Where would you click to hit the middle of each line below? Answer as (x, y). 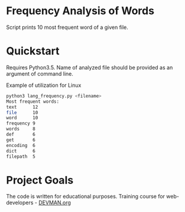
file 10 (22, 112)
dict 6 (21, 151)
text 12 (22, 107)
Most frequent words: (33, 102)
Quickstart (33, 51)
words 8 (21, 129)
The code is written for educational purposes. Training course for (86, 197)
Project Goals (40, 180)
